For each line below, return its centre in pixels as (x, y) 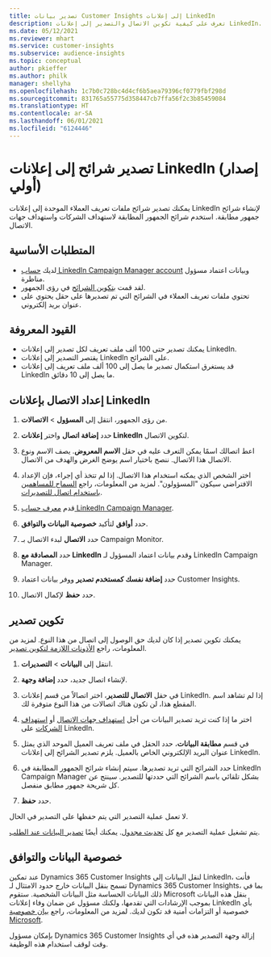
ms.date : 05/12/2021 (44, 31)
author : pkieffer (38, 69)
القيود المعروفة (42, 329)
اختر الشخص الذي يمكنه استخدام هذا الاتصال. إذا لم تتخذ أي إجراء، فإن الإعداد (136, 475)
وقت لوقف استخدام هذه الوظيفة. (58, 944)
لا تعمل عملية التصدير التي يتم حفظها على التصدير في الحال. (99, 816)
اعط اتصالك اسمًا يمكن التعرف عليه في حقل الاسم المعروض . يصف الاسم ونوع (138, 451)
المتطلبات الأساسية (52, 251)
